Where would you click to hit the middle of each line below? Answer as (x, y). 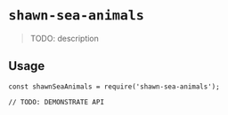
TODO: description (65, 38)
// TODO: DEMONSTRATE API (56, 102)
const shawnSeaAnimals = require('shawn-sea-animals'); (114, 87)
